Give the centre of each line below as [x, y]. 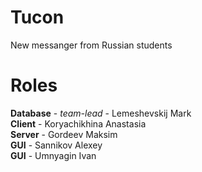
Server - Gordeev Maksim [64, 134]
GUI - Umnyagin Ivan [53, 155]
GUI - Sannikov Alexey [56, 145]
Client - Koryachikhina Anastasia [78, 123]
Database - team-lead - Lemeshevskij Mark [101, 113]
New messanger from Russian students [91, 45]
